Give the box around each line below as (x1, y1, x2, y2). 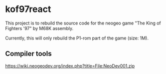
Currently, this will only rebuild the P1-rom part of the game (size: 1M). (5, 35, 149, 41)
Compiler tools (5, 49, 52, 58)
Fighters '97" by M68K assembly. (5, 25, 74, 31)
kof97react (5, 3, 51, 15)
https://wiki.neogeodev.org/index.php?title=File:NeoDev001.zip (5, 62, 135, 68)
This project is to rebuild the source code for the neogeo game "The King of (5, 20, 161, 26)
